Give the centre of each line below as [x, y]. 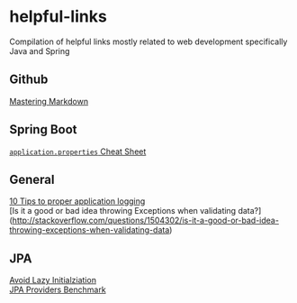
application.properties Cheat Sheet [78, 151]
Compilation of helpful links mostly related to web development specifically [148, 41]
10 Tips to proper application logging [77, 201]
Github [29, 80]
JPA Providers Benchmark [58, 289]
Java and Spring [40, 50]
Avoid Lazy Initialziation [53, 280]
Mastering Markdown [49, 101]
